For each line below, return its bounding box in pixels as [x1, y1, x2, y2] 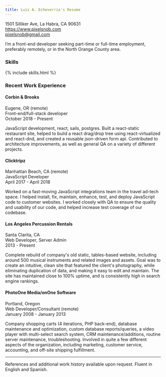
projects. [5, 146, 23, 152]
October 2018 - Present [5, 116, 53, 122]
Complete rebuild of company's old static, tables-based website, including [5, 252, 157, 258]
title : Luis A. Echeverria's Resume [5, 7, 81, 12]
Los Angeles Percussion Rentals [5, 221, 73, 227]
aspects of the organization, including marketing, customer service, [5, 341, 143, 347]
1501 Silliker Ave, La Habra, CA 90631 [5, 21, 81, 27]
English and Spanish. [5, 366, 48, 372]
